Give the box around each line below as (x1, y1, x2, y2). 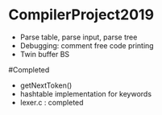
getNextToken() (19, 80, 73, 90)
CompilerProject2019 (8, 6, 155, 24)
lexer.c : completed (19, 97, 84, 107)
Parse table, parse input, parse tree (19, 32, 138, 42)
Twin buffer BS (19, 49, 70, 59)
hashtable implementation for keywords (19, 88, 152, 98)
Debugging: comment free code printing (19, 40, 155, 50)
